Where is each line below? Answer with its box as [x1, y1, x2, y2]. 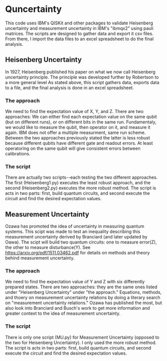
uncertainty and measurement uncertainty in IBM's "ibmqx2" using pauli [5, 25, 154, 31]
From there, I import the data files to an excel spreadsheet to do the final [5, 36, 154, 42]
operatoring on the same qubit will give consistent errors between [5, 145, 141, 151]
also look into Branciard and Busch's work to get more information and [5, 305, 151, 311]
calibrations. [5, 151, 31, 157]
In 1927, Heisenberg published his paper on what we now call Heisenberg [5, 69, 156, 75]
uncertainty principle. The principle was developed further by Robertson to [5, 74, 159, 80]
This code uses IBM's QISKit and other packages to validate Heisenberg [5, 20, 154, 26]
